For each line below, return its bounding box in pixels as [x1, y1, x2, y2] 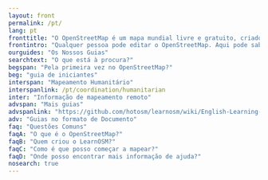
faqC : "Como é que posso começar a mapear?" [8, 145, 159, 153]
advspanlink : [8, 108, 52, 116]
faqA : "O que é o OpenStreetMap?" [8, 130, 124, 138]
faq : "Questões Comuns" [8, 123, 88, 131]
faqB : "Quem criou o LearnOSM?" [8, 137, 116, 146]
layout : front [8, 11, 56, 20]
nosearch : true [8, 160, 59, 168]
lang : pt [8, 26, 37, 34]
